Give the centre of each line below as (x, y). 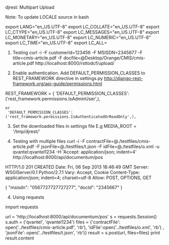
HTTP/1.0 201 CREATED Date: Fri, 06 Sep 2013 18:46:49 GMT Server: (77, 167)
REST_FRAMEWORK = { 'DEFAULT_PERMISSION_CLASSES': (67, 93)
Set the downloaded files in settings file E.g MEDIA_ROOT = (74, 126)
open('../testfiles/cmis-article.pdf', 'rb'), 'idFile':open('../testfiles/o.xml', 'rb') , (85, 227)
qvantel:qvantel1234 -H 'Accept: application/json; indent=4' (75, 152)
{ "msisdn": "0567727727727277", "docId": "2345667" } (64, 187)
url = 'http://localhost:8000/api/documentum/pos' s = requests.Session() (81, 217)
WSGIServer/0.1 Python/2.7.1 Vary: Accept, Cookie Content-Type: (73, 172)
